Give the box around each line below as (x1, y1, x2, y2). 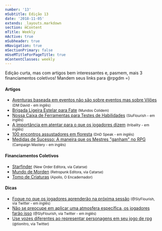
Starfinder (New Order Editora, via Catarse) (12, 164, 88, 169)
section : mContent (5, 25, 42, 30)
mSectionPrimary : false (5, 48, 53, 52)
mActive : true (5, 34, 34, 39)
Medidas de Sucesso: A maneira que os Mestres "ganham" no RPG (12, 136, 146, 142)
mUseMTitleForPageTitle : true (5, 52, 66, 57)
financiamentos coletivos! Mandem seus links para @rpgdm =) (5, 75, 130, 81)
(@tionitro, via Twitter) (12, 221, 49, 226)
